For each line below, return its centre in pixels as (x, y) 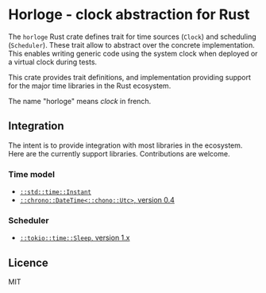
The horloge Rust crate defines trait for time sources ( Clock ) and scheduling (132, 37)
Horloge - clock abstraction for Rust (129, 15)
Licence (29, 262)
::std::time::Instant (55, 192)
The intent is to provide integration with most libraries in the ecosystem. (125, 145)
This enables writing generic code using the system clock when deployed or (133, 53)
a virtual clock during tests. (53, 62)
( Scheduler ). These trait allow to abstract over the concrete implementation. (132, 44)
